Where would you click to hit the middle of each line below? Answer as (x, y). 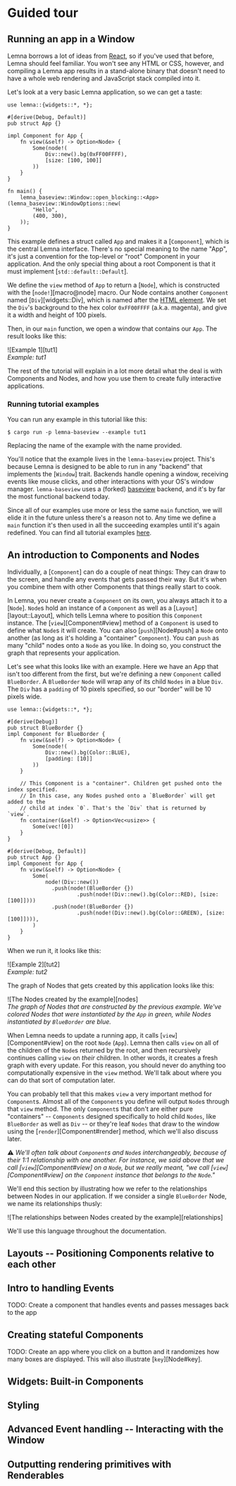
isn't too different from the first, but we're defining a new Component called (114, 674)
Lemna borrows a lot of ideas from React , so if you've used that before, (111, 56)
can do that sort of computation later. (61, 1081)
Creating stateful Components (75, 1335)
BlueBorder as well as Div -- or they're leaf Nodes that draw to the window (113, 1124)
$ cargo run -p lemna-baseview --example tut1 (77, 432)
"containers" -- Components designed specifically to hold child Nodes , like (112, 1117)
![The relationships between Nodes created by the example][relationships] (115, 1217)
